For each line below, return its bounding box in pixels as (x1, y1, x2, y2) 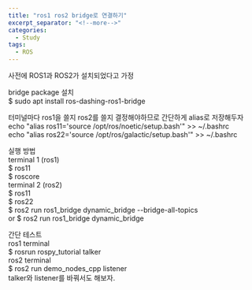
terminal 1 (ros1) (8, 155, 60, 164)
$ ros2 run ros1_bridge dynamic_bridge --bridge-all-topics (8, 206, 198, 214)
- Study (15, 33, 41, 42)
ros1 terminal (8, 239, 50, 248)
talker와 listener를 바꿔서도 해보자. (8, 273, 116, 282)
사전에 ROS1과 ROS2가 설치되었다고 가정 (8, 71, 134, 80)
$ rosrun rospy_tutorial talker (8, 247, 102, 256)
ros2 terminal (8, 255, 51, 265)
